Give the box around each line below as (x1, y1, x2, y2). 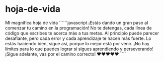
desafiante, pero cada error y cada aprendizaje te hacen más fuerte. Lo (5, 35, 152, 41)
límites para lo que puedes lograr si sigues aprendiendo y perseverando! (5, 46, 154, 52)
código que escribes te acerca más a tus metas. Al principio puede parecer (5, 30, 160, 36)
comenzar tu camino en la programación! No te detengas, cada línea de (5, 25, 152, 31)
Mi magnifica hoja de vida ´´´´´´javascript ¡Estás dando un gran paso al (5, 20, 148, 26)
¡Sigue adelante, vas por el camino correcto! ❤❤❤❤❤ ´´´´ (5, 51, 126, 57)
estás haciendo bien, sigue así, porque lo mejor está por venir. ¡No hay (5, 40, 150, 46)
